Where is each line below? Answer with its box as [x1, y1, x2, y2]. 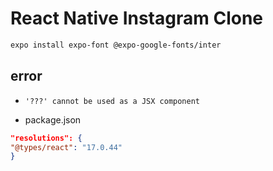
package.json [24, 113, 82, 126]
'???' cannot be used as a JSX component [24, 96, 200, 106]
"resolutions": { [10, 133, 83, 143]
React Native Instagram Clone [10, 7, 264, 30]
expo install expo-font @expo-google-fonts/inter [10, 40, 222, 50]
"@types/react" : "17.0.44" [10, 142, 123, 152]
